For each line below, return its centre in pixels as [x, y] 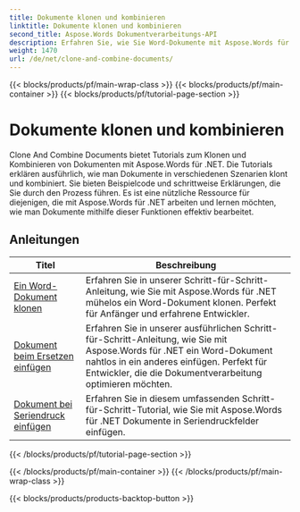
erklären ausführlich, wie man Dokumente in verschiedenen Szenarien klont [149, 173]
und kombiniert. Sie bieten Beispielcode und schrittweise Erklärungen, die [145, 183]
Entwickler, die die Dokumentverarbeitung [174, 373]
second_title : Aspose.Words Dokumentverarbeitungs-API [113, 34]
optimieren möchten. [129, 383]
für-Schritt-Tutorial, [128, 409]
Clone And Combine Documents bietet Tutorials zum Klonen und [128, 155]
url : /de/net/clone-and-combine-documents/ [92, 59]
